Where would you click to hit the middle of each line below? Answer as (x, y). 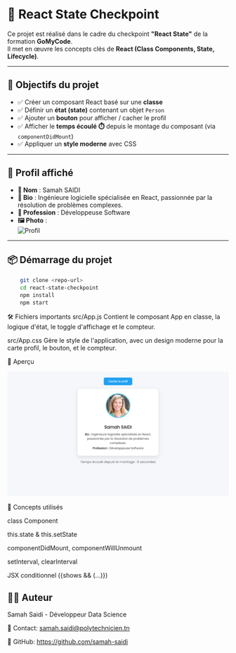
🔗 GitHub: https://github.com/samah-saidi (68, 642)
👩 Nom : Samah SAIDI (49, 190)
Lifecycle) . (23, 56)
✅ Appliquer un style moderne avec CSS (77, 144)
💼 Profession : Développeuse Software (74, 212)
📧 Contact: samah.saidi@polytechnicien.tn (68, 628)
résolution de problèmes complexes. (70, 205)
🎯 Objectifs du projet (53, 85)
